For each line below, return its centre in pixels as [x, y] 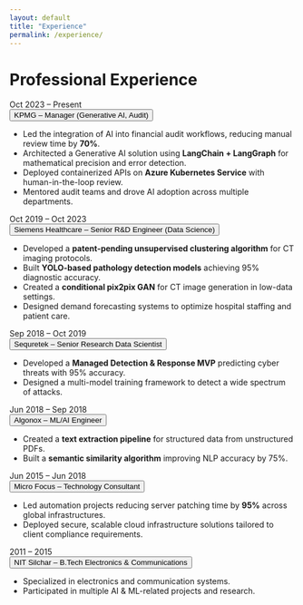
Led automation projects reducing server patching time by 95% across [155, 505]
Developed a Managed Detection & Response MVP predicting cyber [151, 363]
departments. [48, 201]
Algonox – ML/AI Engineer [58, 420]
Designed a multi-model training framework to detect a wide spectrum [154, 383]
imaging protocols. [58, 259]
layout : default [40, 18]
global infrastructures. [64, 515]
